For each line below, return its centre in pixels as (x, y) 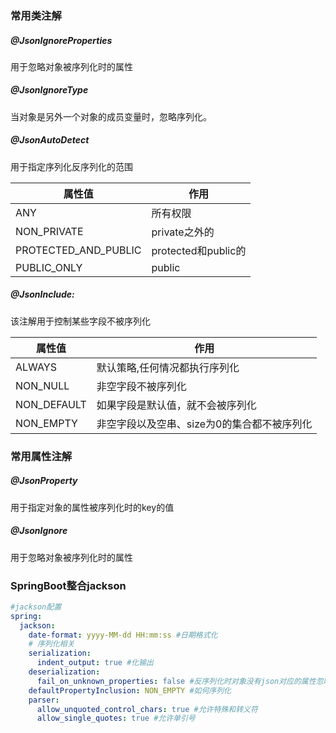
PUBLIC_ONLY (49, 267)
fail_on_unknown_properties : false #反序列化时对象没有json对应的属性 (176, 681)
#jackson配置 (36, 607)
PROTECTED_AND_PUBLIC (78, 250)
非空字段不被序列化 (141, 386)
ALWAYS (36, 367)
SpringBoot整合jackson (68, 585)
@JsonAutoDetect (50, 140)
